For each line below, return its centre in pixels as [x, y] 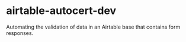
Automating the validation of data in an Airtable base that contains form [93, 27]
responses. [20, 33]
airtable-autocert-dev [61, 11]
